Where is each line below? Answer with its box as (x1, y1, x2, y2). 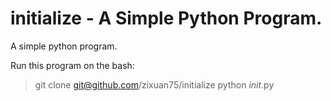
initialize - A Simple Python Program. (10, 7, 323, 30)
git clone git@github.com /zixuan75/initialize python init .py (34, 78, 275, 91)
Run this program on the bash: (10, 59, 135, 71)
